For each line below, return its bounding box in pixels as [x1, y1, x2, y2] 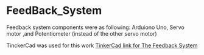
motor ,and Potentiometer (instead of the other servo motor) [6, 30, 157, 37]
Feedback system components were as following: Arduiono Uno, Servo [6, 24, 185, 31]
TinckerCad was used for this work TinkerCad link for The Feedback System [6, 42, 198, 49]
